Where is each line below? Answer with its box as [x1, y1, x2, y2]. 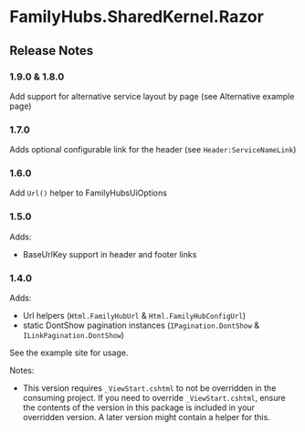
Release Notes [9, 43, 94, 58]
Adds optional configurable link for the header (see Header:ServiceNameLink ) [9, 144, 297, 155]
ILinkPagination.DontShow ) [22, 330, 125, 341]
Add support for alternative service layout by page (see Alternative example [9, 90, 295, 101]
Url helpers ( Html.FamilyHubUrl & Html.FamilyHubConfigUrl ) [22, 311, 247, 321]
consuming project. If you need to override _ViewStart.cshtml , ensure [22, 393, 286, 404]
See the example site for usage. [9, 347, 129, 358]
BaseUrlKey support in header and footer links [22, 248, 197, 259]
